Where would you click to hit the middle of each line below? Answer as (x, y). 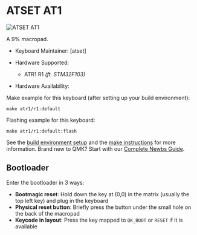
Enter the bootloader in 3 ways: (45, 182)
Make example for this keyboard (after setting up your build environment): (98, 98)
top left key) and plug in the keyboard (62, 200)
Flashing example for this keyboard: (51, 120)
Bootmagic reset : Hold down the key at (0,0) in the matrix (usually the (102, 194)
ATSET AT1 (34, 11)
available (26, 226)
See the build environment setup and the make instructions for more (91, 142)
